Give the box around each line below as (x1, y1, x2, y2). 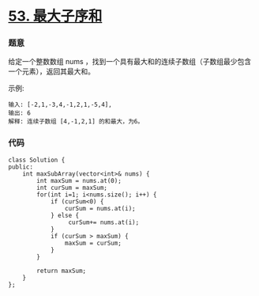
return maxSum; (36, 267, 87, 275)
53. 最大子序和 (8, 7, 103, 25)
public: (8, 163, 34, 171)
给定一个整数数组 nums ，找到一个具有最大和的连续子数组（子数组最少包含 (8, 57, 252, 66)
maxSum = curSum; (64, 239, 122, 247)
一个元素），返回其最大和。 (8, 66, 95, 76)
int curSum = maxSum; (36, 184, 108, 192)
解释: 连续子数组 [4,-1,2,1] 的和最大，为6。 (8, 118, 144, 126)
